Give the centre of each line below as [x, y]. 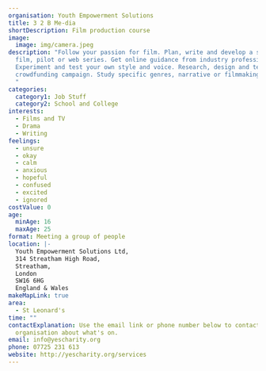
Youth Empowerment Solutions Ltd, [72, 251]
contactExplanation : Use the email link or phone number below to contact [134, 325]
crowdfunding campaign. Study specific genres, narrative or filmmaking [138, 75]
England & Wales [42, 289]
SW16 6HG [30, 281]
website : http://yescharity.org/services [78, 355]
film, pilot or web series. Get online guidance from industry [122, 60]
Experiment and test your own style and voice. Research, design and [132, 67]
